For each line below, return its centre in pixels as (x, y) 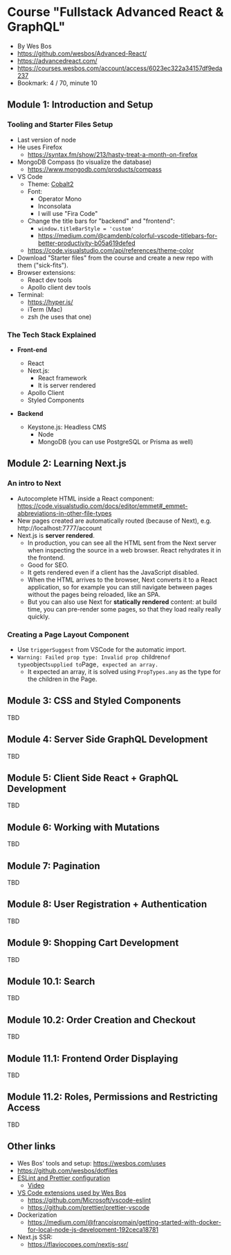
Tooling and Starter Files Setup (60, 124)
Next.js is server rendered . (56, 535)
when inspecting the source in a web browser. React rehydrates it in (124, 550)
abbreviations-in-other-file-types (64, 513)
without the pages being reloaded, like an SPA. (94, 594)
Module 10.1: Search (51, 981)
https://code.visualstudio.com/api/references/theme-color (111, 250)
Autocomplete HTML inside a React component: (85, 498)
